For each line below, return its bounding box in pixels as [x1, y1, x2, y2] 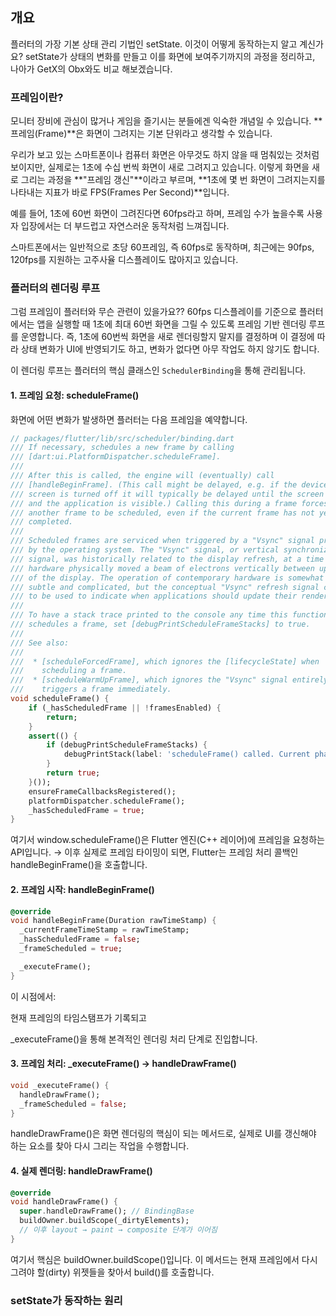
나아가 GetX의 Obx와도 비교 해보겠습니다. [10, 63, 173, 75]
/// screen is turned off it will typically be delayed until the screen [10, 489, 325, 499]
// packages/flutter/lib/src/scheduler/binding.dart [10, 433, 235, 443]
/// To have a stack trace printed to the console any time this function [10, 610, 329, 620]
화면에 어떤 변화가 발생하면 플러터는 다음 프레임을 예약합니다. [10, 413, 248, 425]
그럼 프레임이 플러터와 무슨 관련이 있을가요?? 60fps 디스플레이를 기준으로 [10, 306, 297, 318]
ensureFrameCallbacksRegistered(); [28, 786, 177, 797]
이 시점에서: [10, 990, 57, 1002]
